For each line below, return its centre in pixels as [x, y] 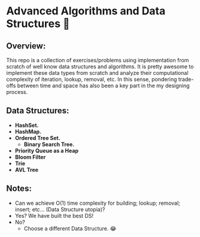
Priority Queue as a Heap [47, 150]
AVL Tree [27, 169]
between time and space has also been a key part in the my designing [103, 86]
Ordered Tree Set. [38, 138]
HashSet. [27, 125]
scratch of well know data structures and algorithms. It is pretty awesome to [100, 66]
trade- [186, 79]
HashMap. [28, 131]
